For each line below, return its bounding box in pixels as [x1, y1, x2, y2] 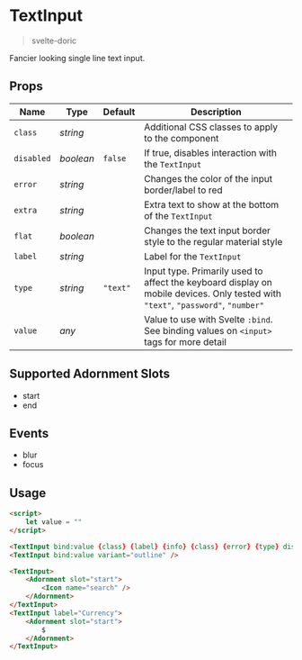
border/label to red [143, 184, 223, 196]
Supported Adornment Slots [9, 366, 171, 382]
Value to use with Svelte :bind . [143, 312, 273, 325]
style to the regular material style [143, 235, 283, 248]
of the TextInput [143, 209, 213, 222]
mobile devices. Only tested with [143, 287, 281, 300]
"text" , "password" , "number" [143, 298, 265, 311]
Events [9, 425, 49, 441]
